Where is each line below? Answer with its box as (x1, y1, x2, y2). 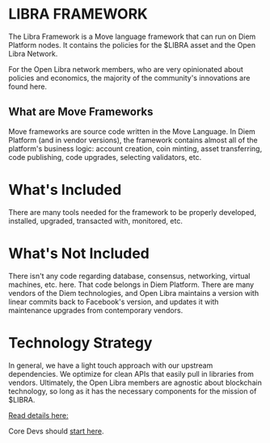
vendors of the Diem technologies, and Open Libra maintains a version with (8, 288, 259, 297)
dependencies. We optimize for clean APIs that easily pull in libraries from (8, 369, 255, 378)
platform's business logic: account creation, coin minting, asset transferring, (8, 143, 263, 154)
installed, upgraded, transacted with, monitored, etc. (8, 216, 184, 226)
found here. (8, 82, 47, 91)
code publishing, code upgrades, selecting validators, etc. (8, 152, 202, 162)
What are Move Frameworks (8, 105, 154, 119)
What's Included (8, 180, 122, 199)
